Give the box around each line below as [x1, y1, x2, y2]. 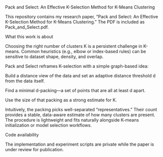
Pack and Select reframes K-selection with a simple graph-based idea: [5, 63, 149, 69]
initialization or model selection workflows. [5, 123, 92, 128]
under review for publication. [5, 147, 64, 152]
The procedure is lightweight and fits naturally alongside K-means [5, 117, 139, 123]
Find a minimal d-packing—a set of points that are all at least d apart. [5, 88, 146, 93]
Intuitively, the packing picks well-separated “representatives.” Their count [5, 107, 157, 112]
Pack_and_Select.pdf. [5, 24, 49, 30]
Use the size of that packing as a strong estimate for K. [5, 97, 117, 103]
